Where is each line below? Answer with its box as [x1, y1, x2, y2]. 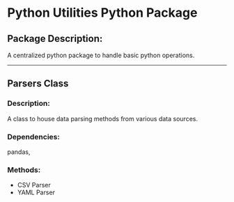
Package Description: [7, 33, 103, 45]
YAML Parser [17, 188, 56, 196]
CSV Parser [17, 181, 51, 189]
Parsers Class [7, 78, 69, 90]
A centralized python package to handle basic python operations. [7, 51, 195, 59]
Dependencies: [7, 132, 61, 141]
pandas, [7, 148, 31, 156]
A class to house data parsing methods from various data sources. [7, 114, 198, 123]
